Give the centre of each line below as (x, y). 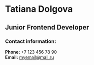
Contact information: (31, 41)
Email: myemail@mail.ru (30, 57)
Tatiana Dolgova (39, 9)
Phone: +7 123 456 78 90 (31, 52)
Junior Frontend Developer (47, 27)
